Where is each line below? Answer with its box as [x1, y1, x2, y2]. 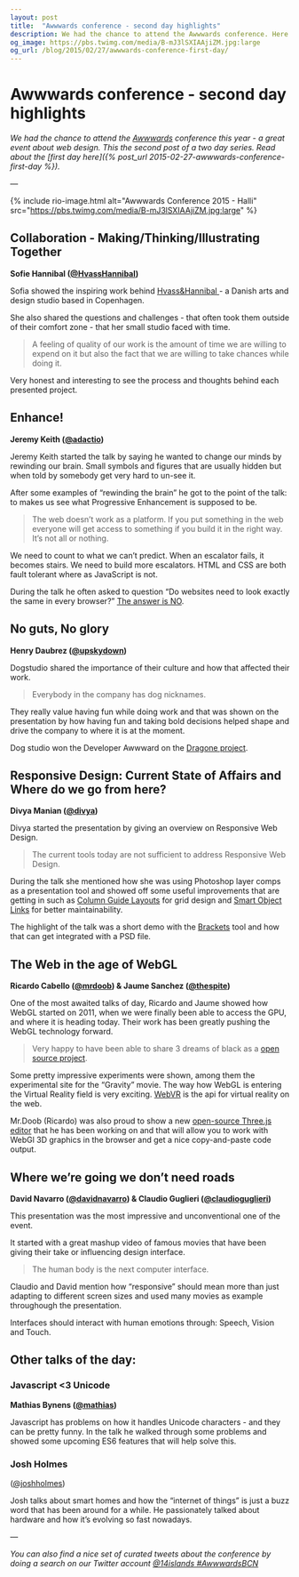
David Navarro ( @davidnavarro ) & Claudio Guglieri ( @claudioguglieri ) [10, 1193, 271, 1203]
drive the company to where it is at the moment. [10, 725, 185, 736]
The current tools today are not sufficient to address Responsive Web [31, 849, 287, 860]
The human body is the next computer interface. [31, 1264, 209, 1275]
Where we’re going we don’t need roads [10, 1170, 235, 1185]
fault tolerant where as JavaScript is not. [10, 568, 158, 579]
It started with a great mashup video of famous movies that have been [10, 1237, 267, 1248]
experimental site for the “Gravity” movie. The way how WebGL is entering [10, 1080, 282, 1090]
